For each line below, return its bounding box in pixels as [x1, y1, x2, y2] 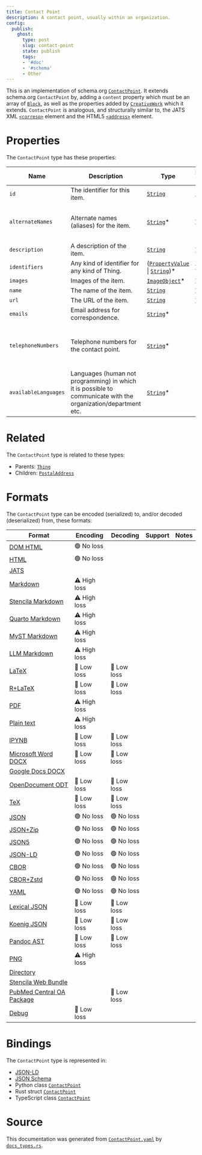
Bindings [6, 1037, 52, 1051]
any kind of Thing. [70, 267, 122, 275]
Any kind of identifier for [70, 259, 139, 267]
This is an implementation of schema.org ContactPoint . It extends [6, 87, 168, 94]
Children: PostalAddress [14, 469, 75, 477]
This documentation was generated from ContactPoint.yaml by [6, 1135, 162, 1142]
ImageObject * [147, 277, 185, 285]
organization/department [70, 400, 141, 408]
